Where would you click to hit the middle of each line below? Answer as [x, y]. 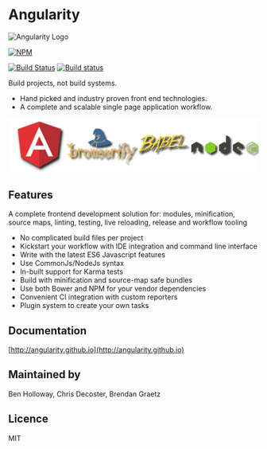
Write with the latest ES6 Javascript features [92, 255]
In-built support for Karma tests [71, 271]
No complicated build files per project [81, 238]
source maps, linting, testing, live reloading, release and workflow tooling [128, 223]
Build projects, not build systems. [63, 83]
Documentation [48, 331]
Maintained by [44, 375]
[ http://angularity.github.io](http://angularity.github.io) [96, 350]
